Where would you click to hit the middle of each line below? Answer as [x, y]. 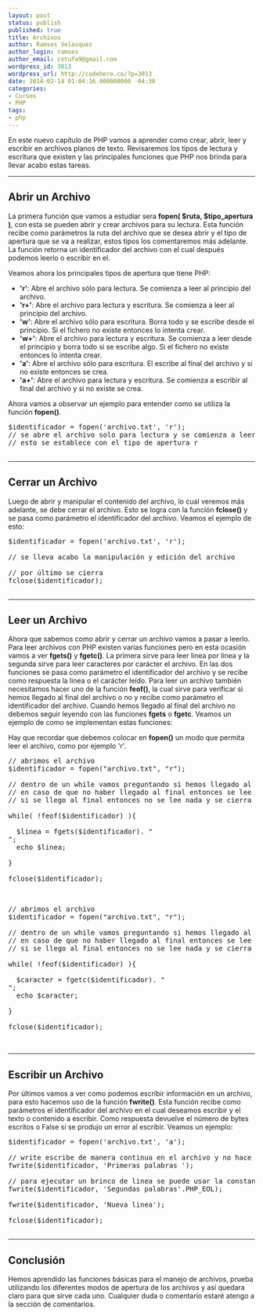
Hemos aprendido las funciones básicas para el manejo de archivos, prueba [131, 1279]
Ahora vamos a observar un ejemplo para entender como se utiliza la [119, 403]
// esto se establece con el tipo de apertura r [103, 442]
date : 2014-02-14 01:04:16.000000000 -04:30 [82, 81]
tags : [17, 111]
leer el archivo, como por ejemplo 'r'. [67, 746]
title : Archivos [34, 37]
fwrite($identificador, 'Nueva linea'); [87, 1205]
